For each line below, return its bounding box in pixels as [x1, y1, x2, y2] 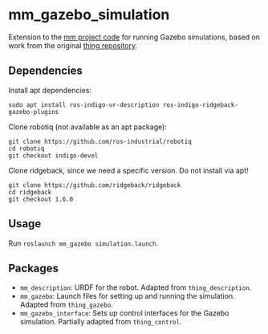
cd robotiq [8, 145, 45, 153]
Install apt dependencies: [8, 85, 92, 95]
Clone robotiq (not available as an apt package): [8, 122, 167, 132]
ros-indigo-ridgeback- [162, 100, 239, 109]
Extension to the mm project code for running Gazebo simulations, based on [8, 32, 261, 42]
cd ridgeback [8, 188, 52, 196]
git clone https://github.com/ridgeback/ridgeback [8, 181, 181, 189]
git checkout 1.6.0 [8, 195, 74, 203]
